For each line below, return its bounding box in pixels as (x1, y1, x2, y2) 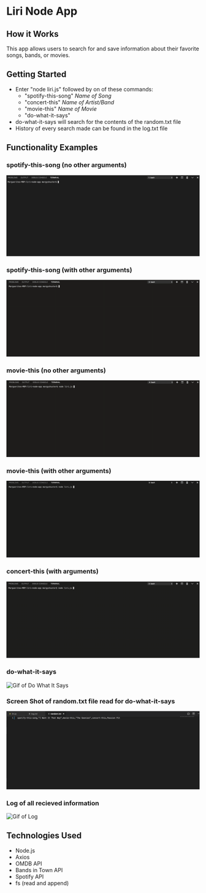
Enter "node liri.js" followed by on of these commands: (15, 85, 153, 93)
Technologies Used (6, 830, 82, 841)
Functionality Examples (6, 142, 98, 153)
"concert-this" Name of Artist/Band (24, 98, 115, 105)
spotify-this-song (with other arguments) (6, 266, 132, 274)
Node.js (15, 846, 36, 854)
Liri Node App (6, 4, 78, 18)
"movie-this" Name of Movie (24, 105, 97, 112)
